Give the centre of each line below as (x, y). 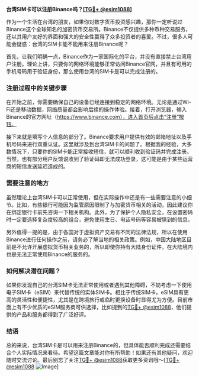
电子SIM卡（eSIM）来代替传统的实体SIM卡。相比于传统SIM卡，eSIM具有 (95, 292)
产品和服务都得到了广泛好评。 (53, 314)
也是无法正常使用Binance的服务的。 (50, 254)
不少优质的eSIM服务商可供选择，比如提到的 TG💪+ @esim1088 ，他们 (104, 307)
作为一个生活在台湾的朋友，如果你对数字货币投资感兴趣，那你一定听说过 (94, 22)
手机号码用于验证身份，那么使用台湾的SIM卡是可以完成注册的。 (84, 71)
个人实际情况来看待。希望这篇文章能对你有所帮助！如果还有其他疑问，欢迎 (102, 353)
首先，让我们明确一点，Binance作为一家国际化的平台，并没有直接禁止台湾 (97, 56)
